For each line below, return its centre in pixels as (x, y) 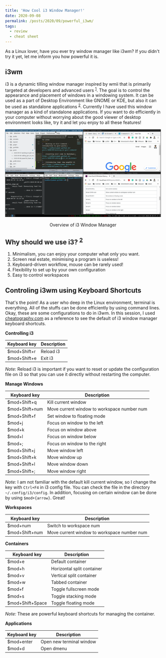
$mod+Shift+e (22, 358)
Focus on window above (72, 430)
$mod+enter (20, 642)
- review (19, 31)
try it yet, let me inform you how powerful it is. (52, 56)
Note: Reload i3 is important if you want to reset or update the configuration (82, 369)
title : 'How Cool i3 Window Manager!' (45, 10)
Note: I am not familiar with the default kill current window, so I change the (81, 482)
